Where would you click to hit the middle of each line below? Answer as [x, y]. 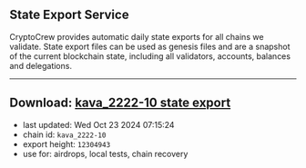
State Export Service [69, 15]
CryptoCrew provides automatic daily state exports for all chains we [137, 36]
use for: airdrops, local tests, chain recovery [105, 153]
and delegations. [41, 65]
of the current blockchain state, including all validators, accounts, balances [150, 56]
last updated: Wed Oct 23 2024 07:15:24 [98, 124]
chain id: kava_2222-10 [64, 134]
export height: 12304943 [66, 143]
